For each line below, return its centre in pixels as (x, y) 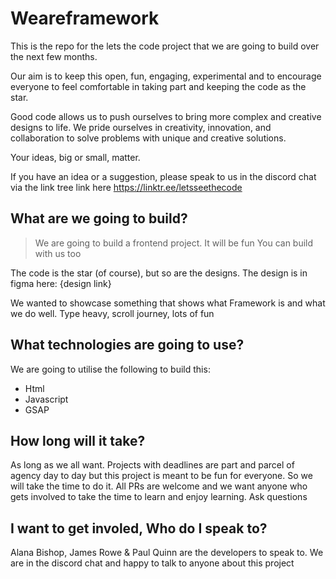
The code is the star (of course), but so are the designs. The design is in (159, 273)
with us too (58, 253)
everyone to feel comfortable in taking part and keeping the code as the (158, 86)
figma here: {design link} (61, 283)
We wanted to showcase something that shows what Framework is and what (168, 303)
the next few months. (54, 56)
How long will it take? (78, 440)
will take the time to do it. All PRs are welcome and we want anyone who (159, 486)
